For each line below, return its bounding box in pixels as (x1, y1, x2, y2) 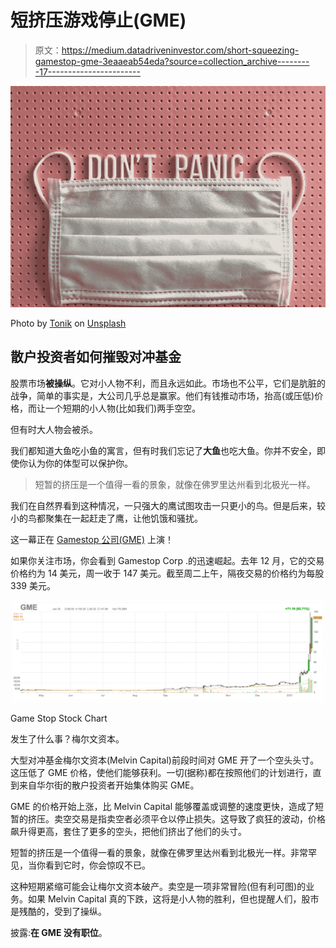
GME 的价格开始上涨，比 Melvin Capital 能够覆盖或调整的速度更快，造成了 (10, 800, 316, 812)
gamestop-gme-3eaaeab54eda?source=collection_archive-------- (34, 55, 310, 67)
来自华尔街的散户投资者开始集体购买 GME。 (18, 779, 200, 791)
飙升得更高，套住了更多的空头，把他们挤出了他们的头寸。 (10, 825, 247, 837)
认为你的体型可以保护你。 (27, 457, 133, 469)
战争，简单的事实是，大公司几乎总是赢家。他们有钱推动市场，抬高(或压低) (10, 389, 315, 401)
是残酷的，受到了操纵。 (10, 905, 107, 917)
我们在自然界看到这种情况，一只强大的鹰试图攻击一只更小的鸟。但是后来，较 (10, 499, 326, 511)
